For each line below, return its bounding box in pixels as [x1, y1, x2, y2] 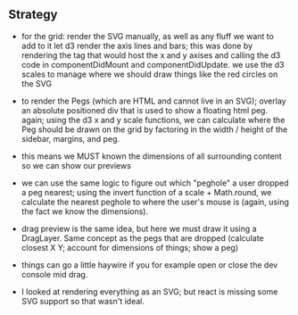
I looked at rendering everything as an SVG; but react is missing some [21, 286, 278, 297]
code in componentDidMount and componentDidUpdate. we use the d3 [21, 59, 285, 70]
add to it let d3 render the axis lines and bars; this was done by [21, 40, 253, 51]
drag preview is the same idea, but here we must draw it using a [21, 223, 257, 234]
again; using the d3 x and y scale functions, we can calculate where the [21, 114, 286, 125]
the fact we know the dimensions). [21, 205, 149, 217]
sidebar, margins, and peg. [21, 133, 120, 144]
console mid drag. [21, 269, 88, 279]
